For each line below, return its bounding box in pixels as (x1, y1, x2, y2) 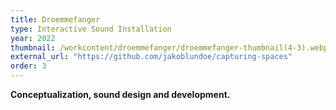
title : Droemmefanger (10, 14, 101, 25)
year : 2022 (10, 33, 56, 43)
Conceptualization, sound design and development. (10, 89, 231, 100)
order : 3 (10, 61, 47, 71)
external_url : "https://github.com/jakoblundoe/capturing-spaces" (10, 52, 293, 62)
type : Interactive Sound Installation (10, 24, 172, 34)
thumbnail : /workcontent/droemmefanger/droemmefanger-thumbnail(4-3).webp (10, 42, 329, 53)
